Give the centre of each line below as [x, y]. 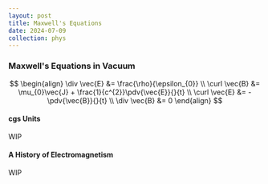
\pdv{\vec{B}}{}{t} [77, 100]
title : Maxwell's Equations [55, 23]
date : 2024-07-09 [37, 30]
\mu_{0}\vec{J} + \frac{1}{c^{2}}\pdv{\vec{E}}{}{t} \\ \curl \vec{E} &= [132, 92]
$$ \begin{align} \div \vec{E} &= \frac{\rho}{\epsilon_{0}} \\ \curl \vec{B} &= [135, 83]
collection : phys [37, 38]
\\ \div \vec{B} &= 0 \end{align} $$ [166, 100]
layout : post [30, 16]
